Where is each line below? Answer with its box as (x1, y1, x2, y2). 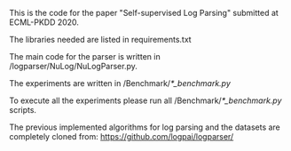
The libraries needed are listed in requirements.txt (9, 35, 193, 44)
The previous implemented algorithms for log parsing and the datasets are (9, 122, 281, 132)
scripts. (9, 105, 37, 115)
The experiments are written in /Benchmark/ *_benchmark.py (9, 78, 231, 88)
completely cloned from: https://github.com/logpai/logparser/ (9, 131, 234, 141)
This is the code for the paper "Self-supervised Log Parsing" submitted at (9, 8, 279, 18)
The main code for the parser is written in (9, 52, 161, 61)
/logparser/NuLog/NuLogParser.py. (9, 61, 138, 71)
